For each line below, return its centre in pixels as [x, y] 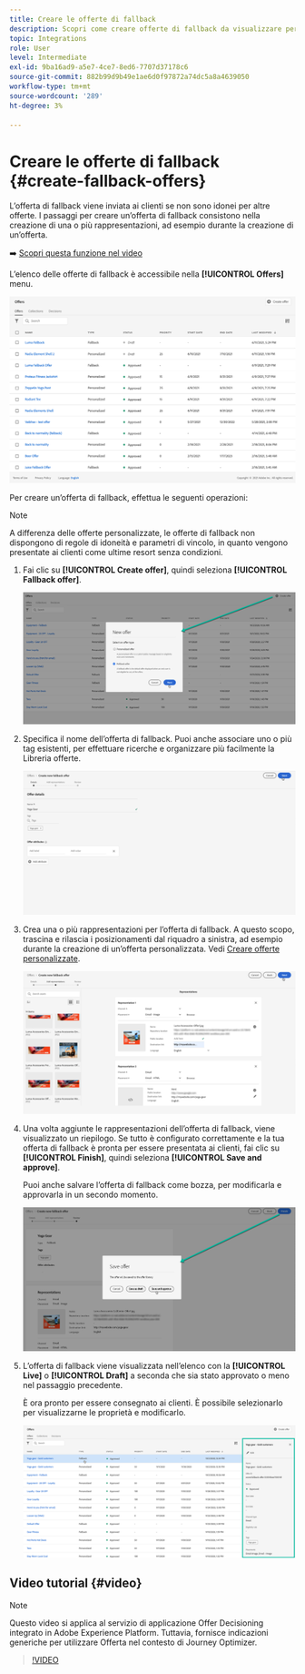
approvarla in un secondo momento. [90, 1195]
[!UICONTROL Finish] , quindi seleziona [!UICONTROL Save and [142, 1158]
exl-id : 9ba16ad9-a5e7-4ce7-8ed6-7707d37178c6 [99, 67]
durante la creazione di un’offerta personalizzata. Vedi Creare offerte [151, 949]
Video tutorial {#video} [76, 1583]
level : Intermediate [49, 58]
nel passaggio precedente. [73, 1385]
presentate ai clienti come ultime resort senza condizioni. [117, 552]
